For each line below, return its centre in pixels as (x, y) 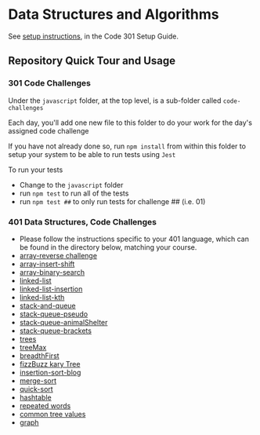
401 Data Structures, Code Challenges (83, 221)
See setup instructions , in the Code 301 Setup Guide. (93, 36)
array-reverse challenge (58, 255)
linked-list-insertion (51, 289)
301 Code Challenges (50, 83)
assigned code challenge (49, 130)
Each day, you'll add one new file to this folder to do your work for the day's (130, 122)
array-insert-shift (47, 264)
